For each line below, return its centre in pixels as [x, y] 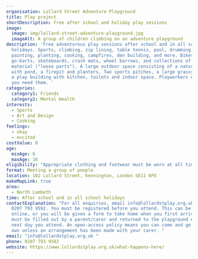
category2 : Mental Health [43, 99]
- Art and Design [33, 115]
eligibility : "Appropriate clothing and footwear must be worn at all [95, 165]
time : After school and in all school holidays [66, 198]
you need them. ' [33, 83]
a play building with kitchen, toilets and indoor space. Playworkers [100, 77]
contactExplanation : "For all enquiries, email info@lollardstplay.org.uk [100, 203]
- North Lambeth [31, 192]
